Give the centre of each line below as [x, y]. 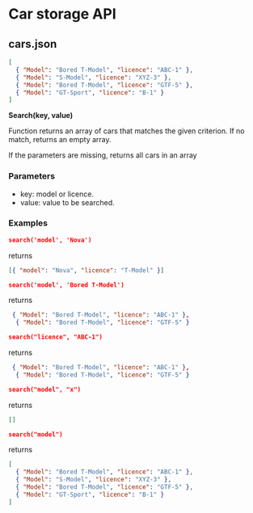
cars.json [33, 44]
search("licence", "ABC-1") [56, 337]
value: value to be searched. [67, 202]
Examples [28, 223]
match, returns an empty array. [60, 140]
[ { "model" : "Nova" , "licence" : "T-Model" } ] [86, 270]
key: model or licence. [57, 194]
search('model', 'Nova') [50, 240]
